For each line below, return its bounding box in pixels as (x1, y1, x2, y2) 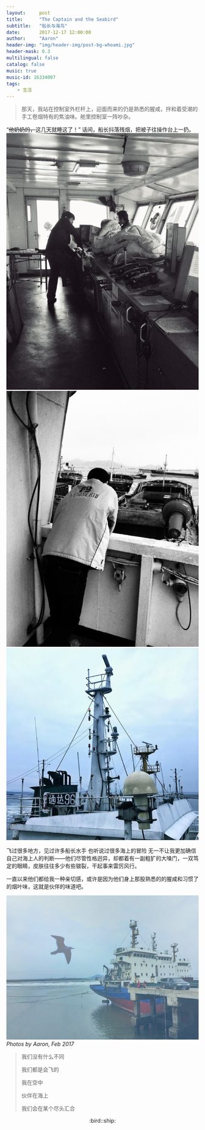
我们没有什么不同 (21, 1053, 65, 1060)
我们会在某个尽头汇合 (21, 1105, 75, 1112)
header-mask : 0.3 (6, 49, 51, 55)
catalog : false (6, 61, 45, 67)
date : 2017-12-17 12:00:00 (6, 29, 92, 35)
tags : (6, 81, 20, 87)
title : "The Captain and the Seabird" (6, 16, 119, 23)
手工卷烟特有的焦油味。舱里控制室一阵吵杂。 (21, 113, 134, 120)
